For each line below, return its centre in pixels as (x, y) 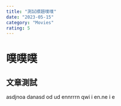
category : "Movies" (30, 22)
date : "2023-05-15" (30, 17)
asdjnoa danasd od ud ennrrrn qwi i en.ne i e (60, 97)
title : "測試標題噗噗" (31, 11)
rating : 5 (18, 28)
